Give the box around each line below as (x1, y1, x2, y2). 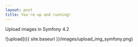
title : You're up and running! (5, 12, 71, 17)
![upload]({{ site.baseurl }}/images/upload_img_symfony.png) (5, 36, 133, 42)
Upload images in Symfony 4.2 (5, 26, 69, 32)
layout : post (5, 7, 33, 13)
